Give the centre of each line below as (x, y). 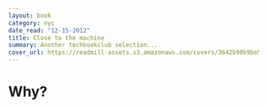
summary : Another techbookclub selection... (83, 45)
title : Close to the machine (56, 38)
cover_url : (26, 52)
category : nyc (32, 23)
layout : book (30, 15)
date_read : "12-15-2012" (49, 30)
